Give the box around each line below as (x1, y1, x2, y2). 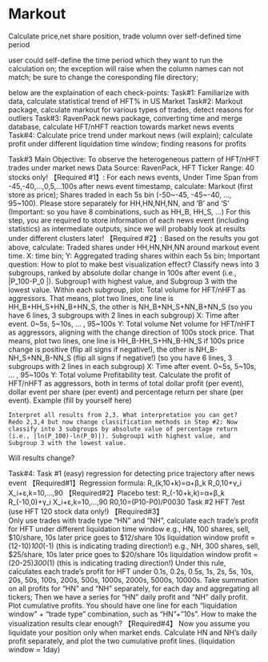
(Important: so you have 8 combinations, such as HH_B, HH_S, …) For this (8, 207, 250, 216)
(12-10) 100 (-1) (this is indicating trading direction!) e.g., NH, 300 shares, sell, (8, 541, 260, 551)
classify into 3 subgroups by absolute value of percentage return (8, 425, 238, 433)
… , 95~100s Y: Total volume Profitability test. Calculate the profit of (8, 370, 231, 379)
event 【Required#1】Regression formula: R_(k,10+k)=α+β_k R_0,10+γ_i (8, 478, 242, 487)
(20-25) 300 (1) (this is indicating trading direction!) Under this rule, (8, 558, 226, 568)
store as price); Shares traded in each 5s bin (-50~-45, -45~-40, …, (8, 190, 232, 199)
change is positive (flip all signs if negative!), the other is (8, 344, 194, 354)
